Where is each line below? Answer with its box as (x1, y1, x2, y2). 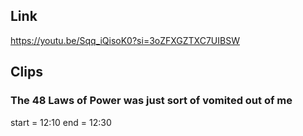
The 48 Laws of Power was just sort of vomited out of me (10, 94, 293, 108)
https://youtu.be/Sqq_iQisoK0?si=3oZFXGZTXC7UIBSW (10, 34, 240, 46)
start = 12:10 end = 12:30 (10, 116, 112, 128)
